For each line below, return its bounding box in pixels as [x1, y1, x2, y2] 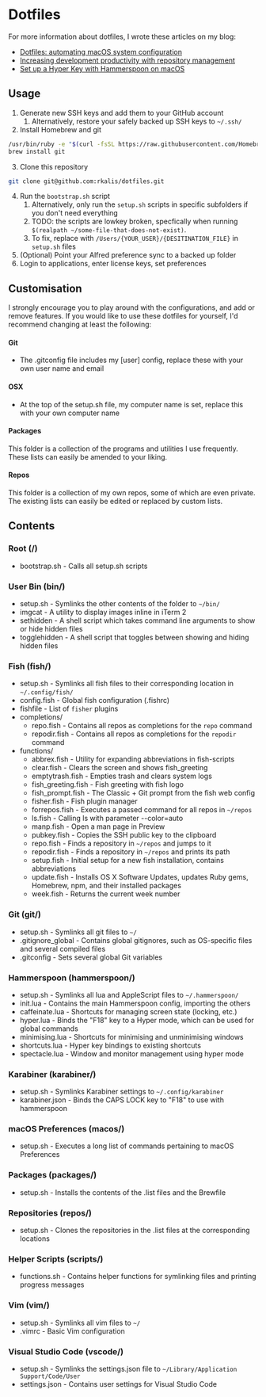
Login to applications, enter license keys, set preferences [19, 259, 207, 269]
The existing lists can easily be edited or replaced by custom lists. [8, 497, 223, 506]
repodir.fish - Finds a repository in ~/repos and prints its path [31, 847, 230, 857]
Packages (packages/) [8, 1170, 97, 1181]
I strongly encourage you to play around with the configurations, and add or [8, 303, 255, 312]
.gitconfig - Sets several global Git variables [19, 952, 163, 962]
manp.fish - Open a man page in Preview [31, 822, 165, 831]
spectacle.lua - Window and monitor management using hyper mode [19, 1048, 244, 1059]
